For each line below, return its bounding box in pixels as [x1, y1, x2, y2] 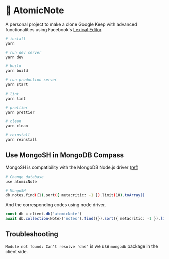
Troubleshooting [5, 230, 59, 238]
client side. [5, 248, 28, 254]
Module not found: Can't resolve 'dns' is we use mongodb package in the [5, 243, 158, 249]
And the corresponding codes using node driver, [5, 202, 106, 208]
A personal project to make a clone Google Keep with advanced [5, 21, 137, 27]
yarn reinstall [5, 137, 37, 142]
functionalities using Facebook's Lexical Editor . [5, 26, 103, 32]
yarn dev [5, 55, 24, 60]
